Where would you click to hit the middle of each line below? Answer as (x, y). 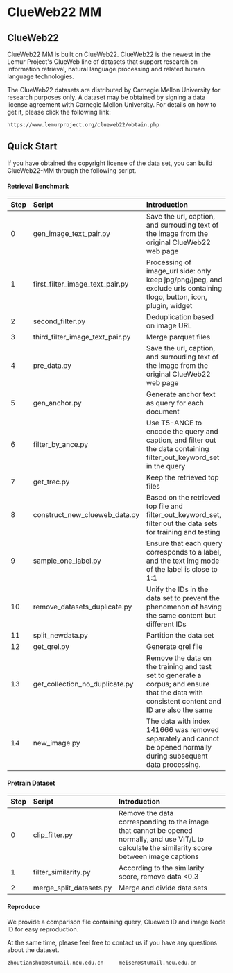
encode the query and (182, 431)
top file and (165, 506)
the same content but (181, 615)
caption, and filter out (181, 440)
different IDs (166, 624)
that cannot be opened (156, 831)
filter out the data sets (182, 523)
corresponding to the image (164, 822)
